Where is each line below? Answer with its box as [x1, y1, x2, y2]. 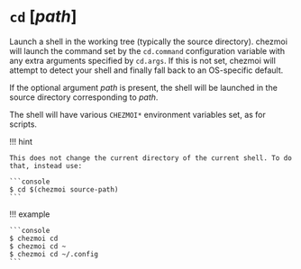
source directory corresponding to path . [9, 92, 159, 103]
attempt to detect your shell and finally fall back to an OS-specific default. [9, 65, 284, 76]
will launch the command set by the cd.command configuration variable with [9, 45, 286, 56]
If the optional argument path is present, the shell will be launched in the [9, 82, 278, 93]
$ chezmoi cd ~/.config [9, 249, 99, 258]
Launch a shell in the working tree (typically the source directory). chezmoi [9, 36, 288, 47]
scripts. [9, 119, 38, 130]
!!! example [9, 209, 50, 220]
